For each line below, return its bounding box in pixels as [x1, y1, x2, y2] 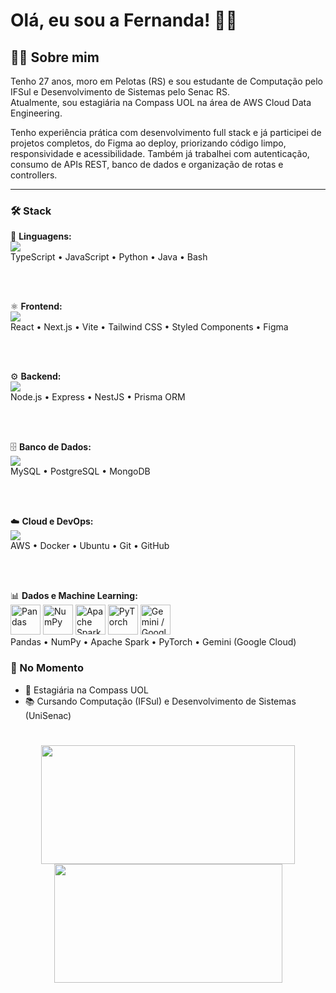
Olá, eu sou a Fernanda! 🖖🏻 [10, 9, 238, 32]
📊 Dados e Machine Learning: [10, 590, 138, 602]
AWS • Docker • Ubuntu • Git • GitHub [10, 540, 170, 552]
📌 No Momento [10, 661, 84, 675]
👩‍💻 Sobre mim [10, 49, 100, 66]
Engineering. [10, 107, 63, 119]
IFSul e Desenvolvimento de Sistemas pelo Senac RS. [10, 86, 230, 98]
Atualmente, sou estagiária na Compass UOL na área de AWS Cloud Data [10, 97, 312, 108]
